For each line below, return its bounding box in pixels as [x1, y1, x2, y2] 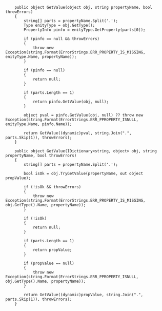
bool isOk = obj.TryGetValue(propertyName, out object [24, 171, 144, 176]
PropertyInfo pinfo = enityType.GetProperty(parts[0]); [24, 27, 146, 32]
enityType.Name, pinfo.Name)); [5, 122, 72, 127]
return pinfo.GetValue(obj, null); [32, 99, 109, 104]
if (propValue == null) [24, 261, 74, 266]
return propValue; [32, 247, 72, 252]
